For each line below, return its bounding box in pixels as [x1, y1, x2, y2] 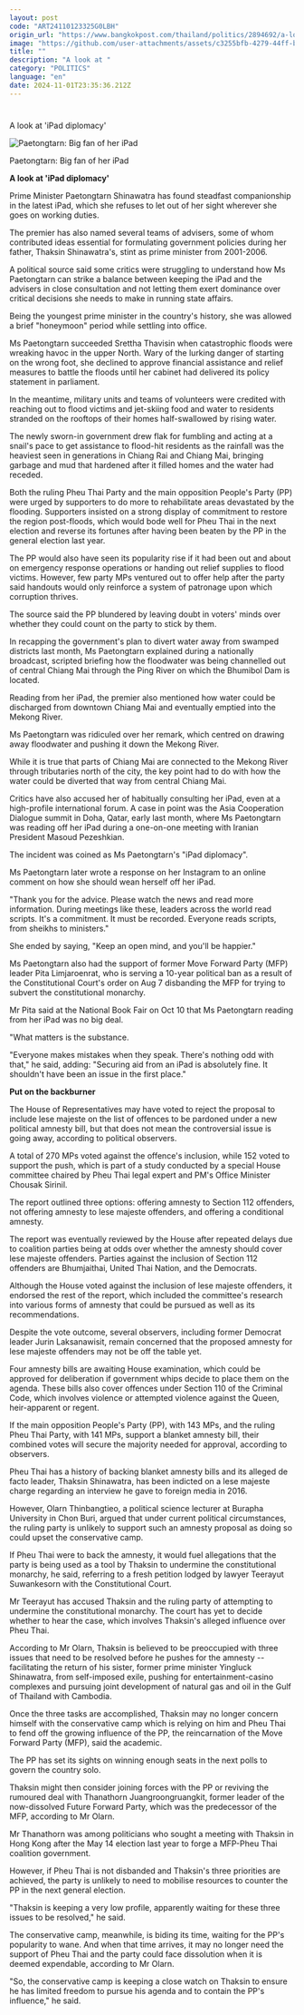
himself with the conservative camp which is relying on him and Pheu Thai [9, 1717, 287, 1728]
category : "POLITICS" [9, 64, 91, 73]
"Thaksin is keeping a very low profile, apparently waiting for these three [9, 1902, 280, 1912]
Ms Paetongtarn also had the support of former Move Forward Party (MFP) [9, 958, 289, 969]
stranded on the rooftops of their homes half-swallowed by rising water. [9, 413, 278, 424]
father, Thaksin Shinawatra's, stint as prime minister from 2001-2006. [9, 246, 269, 257]
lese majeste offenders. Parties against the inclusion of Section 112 [9, 1253, 258, 1264]
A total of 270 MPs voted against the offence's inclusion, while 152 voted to [9, 1149, 290, 1161]
